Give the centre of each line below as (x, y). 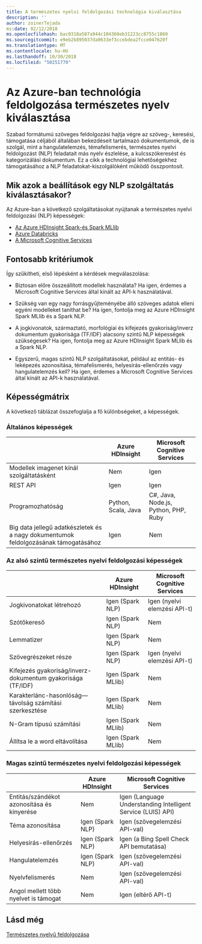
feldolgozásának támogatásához (55, 543)
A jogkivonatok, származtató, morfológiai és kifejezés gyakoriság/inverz (104, 328)
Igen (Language (142, 796)
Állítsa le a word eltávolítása (48, 741)
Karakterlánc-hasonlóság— (49, 696)
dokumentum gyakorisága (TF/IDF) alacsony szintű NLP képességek (100, 335)
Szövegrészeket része (41, 657)
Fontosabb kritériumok (50, 259)
